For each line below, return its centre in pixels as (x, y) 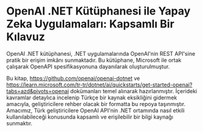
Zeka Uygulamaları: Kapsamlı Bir (90, 24)
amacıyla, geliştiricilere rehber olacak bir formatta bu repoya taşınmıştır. (96, 104)
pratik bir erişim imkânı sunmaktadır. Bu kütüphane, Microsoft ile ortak (94, 60)
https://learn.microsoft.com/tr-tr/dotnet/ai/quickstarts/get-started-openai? (99, 84)
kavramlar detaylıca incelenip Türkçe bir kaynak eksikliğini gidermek (92, 97)
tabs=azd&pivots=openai (38, 91)
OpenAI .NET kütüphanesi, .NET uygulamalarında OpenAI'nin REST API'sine (101, 53)
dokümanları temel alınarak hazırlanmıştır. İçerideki (134, 91)
